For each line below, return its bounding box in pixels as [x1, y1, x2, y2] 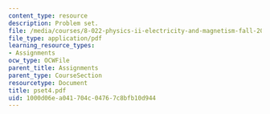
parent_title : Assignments [8, 64, 99, 72]
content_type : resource [8, 11, 88, 20]
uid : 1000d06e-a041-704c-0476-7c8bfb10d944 [8, 94, 157, 102]
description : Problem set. [8, 19, 99, 27]
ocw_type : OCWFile [8, 57, 70, 65]
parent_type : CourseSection [8, 71, 103, 79]
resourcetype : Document [8, 79, 88, 87]
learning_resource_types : [8, 42, 95, 50]
